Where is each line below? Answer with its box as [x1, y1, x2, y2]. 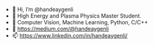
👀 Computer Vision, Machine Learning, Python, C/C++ [12, 19, 149, 26]
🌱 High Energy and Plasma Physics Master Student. [12, 12, 142, 19]
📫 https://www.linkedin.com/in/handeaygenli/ [12, 32, 128, 39]
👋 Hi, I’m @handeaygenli [12, 6, 74, 13]
